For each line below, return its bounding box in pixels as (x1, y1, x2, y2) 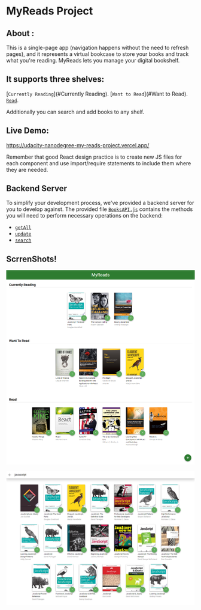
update (14, 231, 32, 237)
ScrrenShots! (6, 254, 57, 264)
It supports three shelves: (6, 74, 105, 85)
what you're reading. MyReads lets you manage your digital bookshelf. (6, 57, 180, 64)
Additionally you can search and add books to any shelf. (6, 108, 145, 115)
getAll (14, 225, 32, 231)
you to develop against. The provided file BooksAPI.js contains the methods (6, 206, 193, 213)
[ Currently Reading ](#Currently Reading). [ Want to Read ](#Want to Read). (6, 90, 188, 97)
